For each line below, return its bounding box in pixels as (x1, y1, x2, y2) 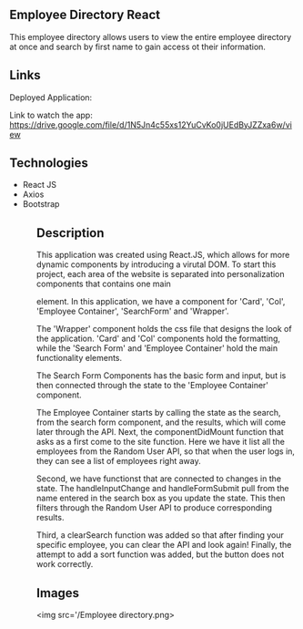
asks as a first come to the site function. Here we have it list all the (35, 437, 285, 448)
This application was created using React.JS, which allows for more (35, 250, 290, 261)
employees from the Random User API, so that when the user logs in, (35, 446, 296, 457)
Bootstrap (22, 199, 60, 210)
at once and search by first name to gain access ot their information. (9, 41, 267, 52)
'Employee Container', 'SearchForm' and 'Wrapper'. (35, 305, 229, 317)
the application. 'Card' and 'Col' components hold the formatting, (35, 333, 280, 345)
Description (35, 225, 105, 241)
